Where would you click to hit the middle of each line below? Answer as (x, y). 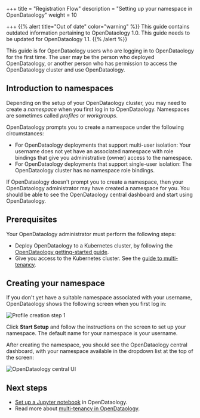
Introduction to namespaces (60, 89)
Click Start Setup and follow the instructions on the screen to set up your (96, 327)
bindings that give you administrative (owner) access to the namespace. (104, 157)
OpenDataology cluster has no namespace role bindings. (85, 170)
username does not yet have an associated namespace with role (94, 151)
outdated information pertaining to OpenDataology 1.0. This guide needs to (98, 33)
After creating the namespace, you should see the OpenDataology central (97, 345)
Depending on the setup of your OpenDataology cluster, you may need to (96, 103)
